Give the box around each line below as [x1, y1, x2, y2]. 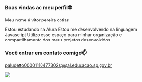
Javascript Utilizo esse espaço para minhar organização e [5, 32, 122, 38]
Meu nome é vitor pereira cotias [5, 17, 69, 23]
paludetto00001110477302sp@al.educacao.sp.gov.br [5, 62, 112, 68]
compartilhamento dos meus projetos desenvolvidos [5, 37, 111, 43]
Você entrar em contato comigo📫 [5, 49, 87, 56]
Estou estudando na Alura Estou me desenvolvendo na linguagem [5, 26, 138, 33]
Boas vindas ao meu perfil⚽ [5, 4, 72, 11]
